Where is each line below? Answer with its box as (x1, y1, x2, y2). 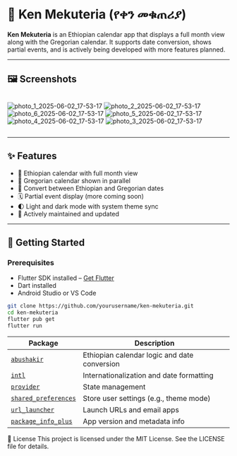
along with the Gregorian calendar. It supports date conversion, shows (7, 37, 212, 46)
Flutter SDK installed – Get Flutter (17, 274, 115, 282)
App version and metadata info (83, 416, 185, 426)
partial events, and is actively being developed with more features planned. (7, 45, 226, 54)
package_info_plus (11, 417, 73, 425)
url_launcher (11, 406, 55, 414)
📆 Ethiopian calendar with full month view (17, 169, 138, 177)
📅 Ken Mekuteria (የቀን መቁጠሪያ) (7, 6, 187, 23)
